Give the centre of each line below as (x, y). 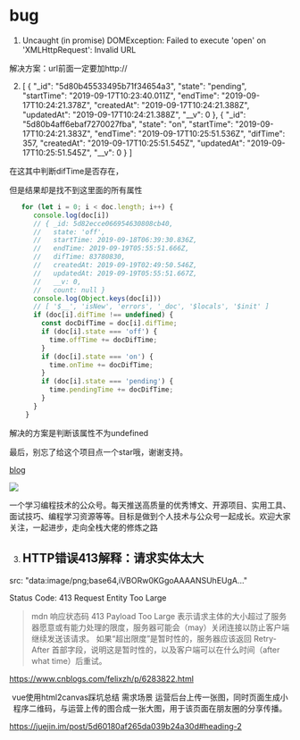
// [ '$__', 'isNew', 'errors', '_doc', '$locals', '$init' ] (151, 307)
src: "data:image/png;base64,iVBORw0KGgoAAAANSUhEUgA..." (129, 580)
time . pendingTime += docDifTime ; (111, 390)
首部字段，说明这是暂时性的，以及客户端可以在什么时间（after (166, 650)
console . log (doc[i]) (71, 215)
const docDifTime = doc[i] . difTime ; (109, 324)
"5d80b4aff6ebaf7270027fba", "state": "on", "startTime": (128, 124)
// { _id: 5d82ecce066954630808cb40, (103, 223)
